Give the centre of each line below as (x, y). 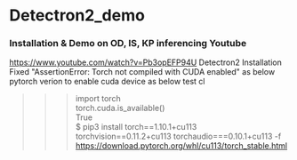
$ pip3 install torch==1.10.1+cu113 (136, 127)
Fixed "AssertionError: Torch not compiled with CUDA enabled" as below (142, 72)
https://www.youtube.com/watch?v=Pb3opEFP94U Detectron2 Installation (145, 62)
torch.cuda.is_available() (120, 108)
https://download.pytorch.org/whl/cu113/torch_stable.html (181, 146)
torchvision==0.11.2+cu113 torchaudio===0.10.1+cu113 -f (178, 136)
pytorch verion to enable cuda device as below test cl (107, 82)
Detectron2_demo (77, 16)
